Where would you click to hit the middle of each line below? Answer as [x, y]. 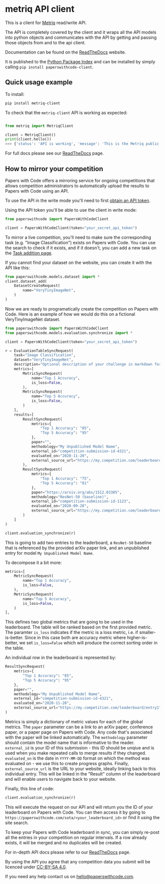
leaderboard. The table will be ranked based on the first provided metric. [79, 627]
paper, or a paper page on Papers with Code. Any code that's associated [79, 732]
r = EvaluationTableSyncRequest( [39, 351]
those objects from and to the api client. [45, 42]
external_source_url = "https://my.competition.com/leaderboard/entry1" [88, 708]
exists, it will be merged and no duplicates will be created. [64, 842]
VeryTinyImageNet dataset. [33, 319]
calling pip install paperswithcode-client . [49, 67]
